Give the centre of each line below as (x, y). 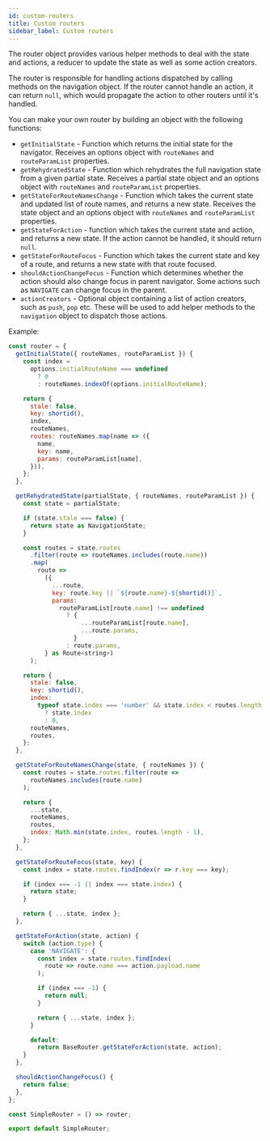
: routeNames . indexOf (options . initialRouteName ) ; (122, 384)
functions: (25, 128)
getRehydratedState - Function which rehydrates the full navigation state (140, 170)
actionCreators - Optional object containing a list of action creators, (133, 299)
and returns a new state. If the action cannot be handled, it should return (141, 239)
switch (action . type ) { (63, 944)
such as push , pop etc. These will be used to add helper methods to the (137, 308)
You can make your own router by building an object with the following (126, 120)
